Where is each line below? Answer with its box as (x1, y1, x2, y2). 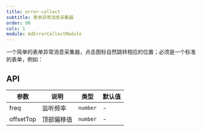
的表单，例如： (6, 56, 43, 63)
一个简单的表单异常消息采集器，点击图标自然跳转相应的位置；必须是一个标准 (6, 49, 196, 56)
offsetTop (9, 115, 37, 123)
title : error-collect (6, 8, 61, 15)
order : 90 (6, 20, 31, 26)
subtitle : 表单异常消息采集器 (6, 14, 74, 20)
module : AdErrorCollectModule (6, 31, 82, 37)
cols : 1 (6, 25, 26, 32)
